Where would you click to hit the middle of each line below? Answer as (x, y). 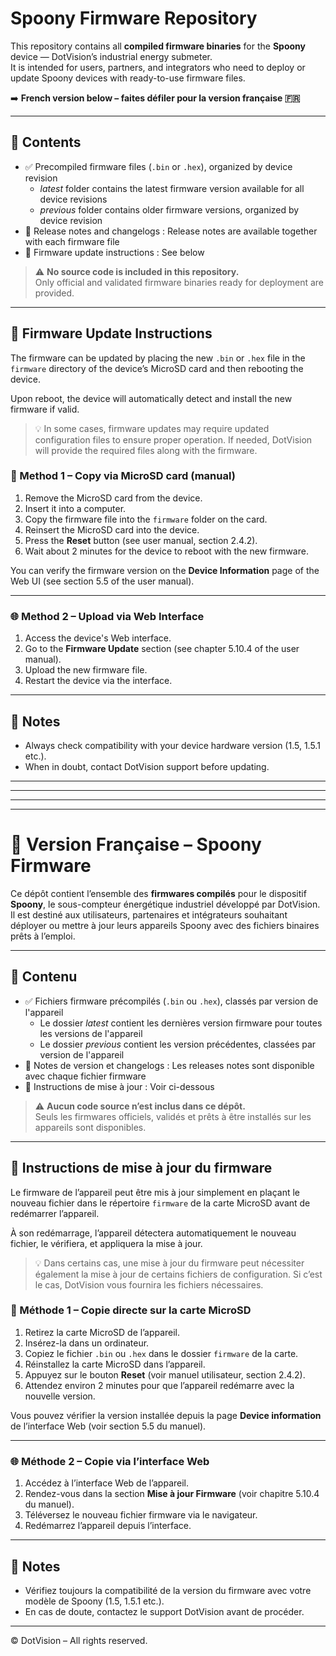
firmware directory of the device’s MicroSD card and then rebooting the (157, 368)
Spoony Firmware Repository (134, 18)
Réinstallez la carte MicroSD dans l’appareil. (115, 1364)
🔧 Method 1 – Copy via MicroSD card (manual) (123, 476)
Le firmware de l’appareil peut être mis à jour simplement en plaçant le (155, 1192)
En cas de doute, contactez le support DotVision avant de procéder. (164, 1611)
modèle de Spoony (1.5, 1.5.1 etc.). (94, 1601)
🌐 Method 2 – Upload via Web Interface (107, 616)
